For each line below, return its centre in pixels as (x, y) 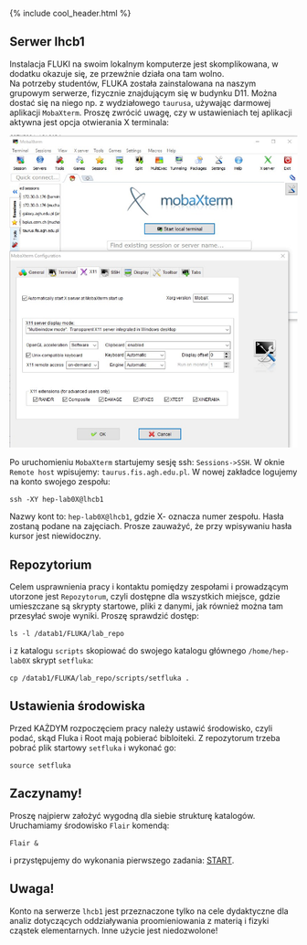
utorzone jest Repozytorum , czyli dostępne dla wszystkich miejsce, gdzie (145, 597)
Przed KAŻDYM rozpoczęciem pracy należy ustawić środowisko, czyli (141, 728)
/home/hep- (269, 652)
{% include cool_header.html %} (70, 13)
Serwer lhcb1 (47, 42)
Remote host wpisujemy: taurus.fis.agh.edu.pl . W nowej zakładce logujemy (153, 472)
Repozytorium (51, 564)
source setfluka (40, 765)
